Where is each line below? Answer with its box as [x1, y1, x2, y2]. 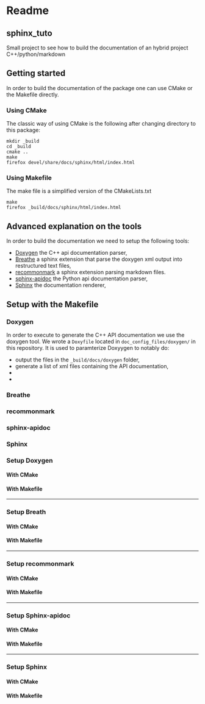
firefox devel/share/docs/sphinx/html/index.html [6, 160, 135, 166]
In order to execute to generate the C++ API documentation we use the [6, 331, 185, 338]
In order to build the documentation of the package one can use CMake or [6, 84, 193, 91]
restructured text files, [15, 262, 71, 269]
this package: [6, 126, 41, 134]
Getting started [6, 68, 66, 79]
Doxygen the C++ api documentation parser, [15, 249, 128, 257]
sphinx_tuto [6, 28, 53, 38]
